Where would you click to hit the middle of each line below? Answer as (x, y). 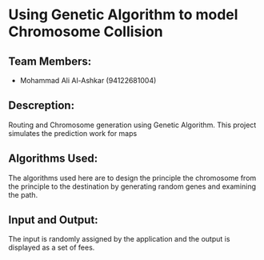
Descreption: (41, 106)
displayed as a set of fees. (52, 248)
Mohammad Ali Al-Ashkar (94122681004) (88, 80)
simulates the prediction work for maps (73, 133)
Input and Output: (53, 220)
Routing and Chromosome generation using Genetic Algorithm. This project (132, 125)
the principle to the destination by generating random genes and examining (132, 186)
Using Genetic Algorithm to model (123, 15)
